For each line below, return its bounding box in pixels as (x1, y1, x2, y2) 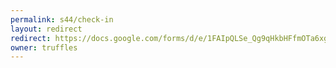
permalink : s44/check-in (10, 14, 114, 25)
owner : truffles (10, 42, 78, 53)
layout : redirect (10, 24, 83, 34)
